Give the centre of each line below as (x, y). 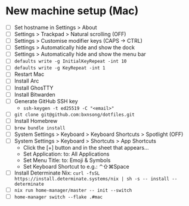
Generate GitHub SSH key (46, 101)
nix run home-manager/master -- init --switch (73, 191)
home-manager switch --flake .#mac (58, 197)
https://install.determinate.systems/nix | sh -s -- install (92, 179)
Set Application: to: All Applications (66, 154)
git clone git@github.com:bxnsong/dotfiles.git (74, 115)
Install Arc (27, 81)
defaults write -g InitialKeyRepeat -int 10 (70, 61)
